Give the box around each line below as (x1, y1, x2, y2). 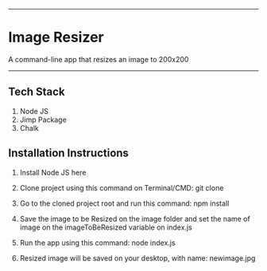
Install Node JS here (19, 167, 87, 177)
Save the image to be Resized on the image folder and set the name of (19, 214, 250, 223)
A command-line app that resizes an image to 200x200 (8, 54, 189, 64)
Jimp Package (19, 115, 68, 124)
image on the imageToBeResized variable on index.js (19, 222, 192, 232)
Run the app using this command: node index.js (19, 238, 176, 247)
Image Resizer (8, 29, 105, 46)
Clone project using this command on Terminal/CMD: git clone (19, 183, 224, 192)
